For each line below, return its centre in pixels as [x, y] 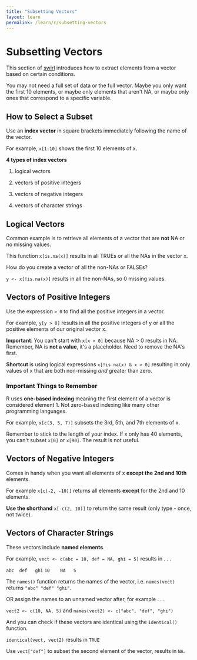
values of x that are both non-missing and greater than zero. [79, 370]
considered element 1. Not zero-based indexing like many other [83, 405]
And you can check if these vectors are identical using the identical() [92, 622]
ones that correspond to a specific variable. [59, 98]
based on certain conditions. [41, 74]
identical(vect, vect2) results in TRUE [53, 639]
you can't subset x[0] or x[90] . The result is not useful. [73, 440]
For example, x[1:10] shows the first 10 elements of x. [72, 148]
